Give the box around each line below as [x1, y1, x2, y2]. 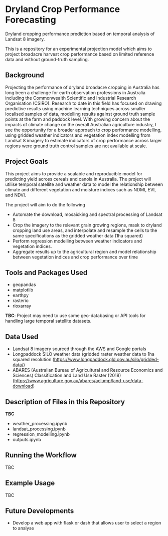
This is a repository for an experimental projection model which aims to [5, 46, 152, 52]
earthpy [12, 292, 29, 299]
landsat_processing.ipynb [12, 426, 66, 432]
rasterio [12, 298, 29, 304]
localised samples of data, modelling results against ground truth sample [5, 111, 155, 117]
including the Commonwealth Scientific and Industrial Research [5, 95, 136, 101]
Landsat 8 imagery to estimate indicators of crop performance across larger [5, 137, 162, 143]
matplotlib [12, 287, 34, 293]
